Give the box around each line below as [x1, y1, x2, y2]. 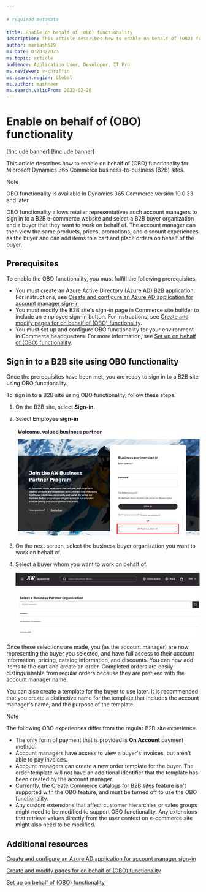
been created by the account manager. [15, 776, 114, 783]
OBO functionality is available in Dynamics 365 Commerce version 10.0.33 [6, 190, 194, 197]
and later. [6, 197, 30, 204]
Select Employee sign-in [15, 415, 78, 422]
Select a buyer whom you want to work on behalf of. [15, 561, 148, 568]
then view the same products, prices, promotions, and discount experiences [6, 228, 199, 235]
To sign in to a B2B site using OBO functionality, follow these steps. [6, 391, 176, 398]
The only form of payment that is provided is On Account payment [15, 736, 184, 744]
